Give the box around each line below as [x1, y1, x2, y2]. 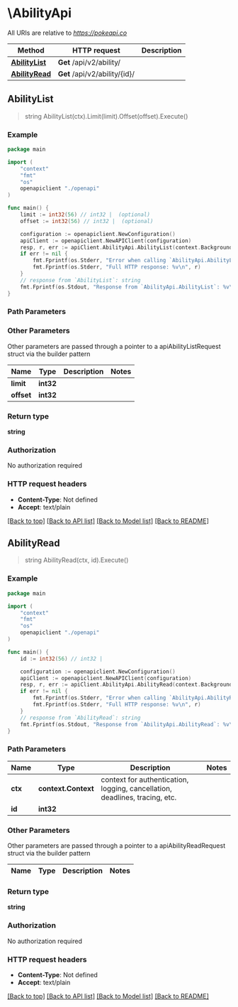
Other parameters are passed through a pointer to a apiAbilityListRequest [7, 342, 221, 350]
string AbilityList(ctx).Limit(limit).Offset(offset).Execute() [24, 112, 188, 120]
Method [17, 45, 45, 55]
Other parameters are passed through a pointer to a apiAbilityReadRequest [7, 841, 225, 850]
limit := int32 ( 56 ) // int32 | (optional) [20, 211, 151, 218]
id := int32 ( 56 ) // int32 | [20, 655, 103, 662]
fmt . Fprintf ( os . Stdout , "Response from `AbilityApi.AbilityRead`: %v [20, 721, 230, 728]
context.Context [38, 783, 94, 793]
